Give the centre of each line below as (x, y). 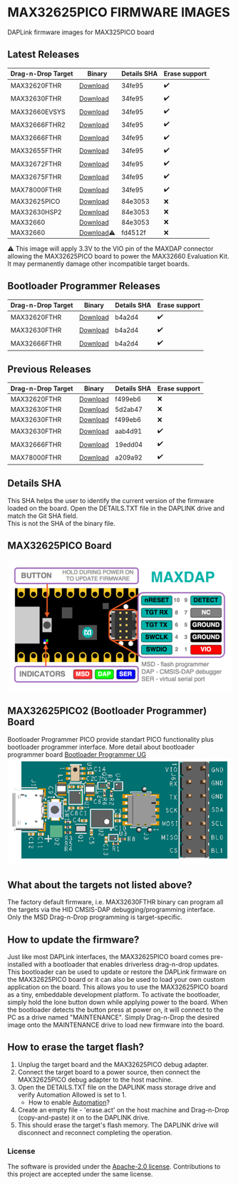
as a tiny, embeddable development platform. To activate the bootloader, (114, 995)
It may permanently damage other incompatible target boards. (99, 264)
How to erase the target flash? (76, 1047)
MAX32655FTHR (36, 151)
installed (20, 964)
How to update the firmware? (73, 940)
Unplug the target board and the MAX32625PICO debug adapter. (113, 1064)
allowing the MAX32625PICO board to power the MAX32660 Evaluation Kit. (118, 256)
